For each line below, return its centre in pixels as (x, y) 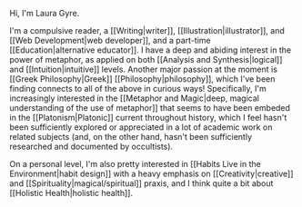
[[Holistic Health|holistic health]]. (71, 193)
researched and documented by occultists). (91, 146)
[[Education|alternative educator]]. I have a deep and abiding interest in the (151, 50)
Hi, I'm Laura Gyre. (45, 13)
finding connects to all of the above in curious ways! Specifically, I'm (138, 89)
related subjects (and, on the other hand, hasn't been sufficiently (131, 137)
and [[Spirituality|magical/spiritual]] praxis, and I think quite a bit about (141, 183)
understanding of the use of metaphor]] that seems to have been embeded (150, 108)
